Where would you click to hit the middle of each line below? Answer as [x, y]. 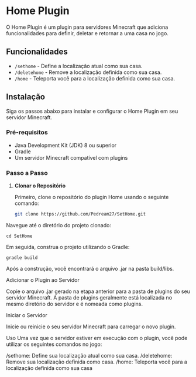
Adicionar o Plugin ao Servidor [43, 280]
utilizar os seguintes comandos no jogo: [54, 344]
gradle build [22, 258]
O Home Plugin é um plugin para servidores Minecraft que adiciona [87, 27]
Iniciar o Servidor [27, 315]
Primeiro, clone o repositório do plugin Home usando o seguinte [92, 197]
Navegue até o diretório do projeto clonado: [59, 225]
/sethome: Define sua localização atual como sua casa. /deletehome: [89, 356]
